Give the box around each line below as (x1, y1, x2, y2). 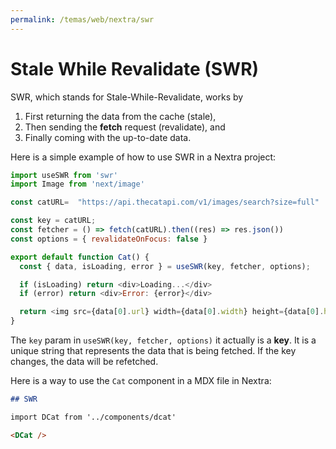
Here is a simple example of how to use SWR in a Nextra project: (10, 151, 277, 163)
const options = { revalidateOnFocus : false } (10, 234, 208, 244)
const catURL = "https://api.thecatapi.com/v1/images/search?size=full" (10, 197, 320, 208)
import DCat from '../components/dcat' (10, 412, 177, 422)
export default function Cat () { (10, 252, 150, 262)
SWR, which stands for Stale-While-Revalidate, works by (10, 91, 244, 103)
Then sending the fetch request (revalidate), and (24, 121, 226, 133)
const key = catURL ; (10, 216, 97, 226)
